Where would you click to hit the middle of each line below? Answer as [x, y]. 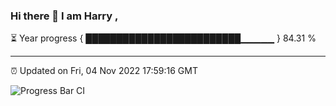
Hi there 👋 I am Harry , [64, 16]
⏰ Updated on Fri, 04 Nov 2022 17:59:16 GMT [104, 71]
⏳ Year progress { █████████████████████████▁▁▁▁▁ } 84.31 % [163, 38]
